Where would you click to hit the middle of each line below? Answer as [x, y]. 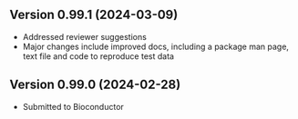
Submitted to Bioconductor [73, 106]
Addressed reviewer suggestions [85, 36]
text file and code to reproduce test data [98, 56]
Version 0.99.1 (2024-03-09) [94, 15]
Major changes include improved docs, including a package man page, [156, 46]
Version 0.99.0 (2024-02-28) [95, 85]
